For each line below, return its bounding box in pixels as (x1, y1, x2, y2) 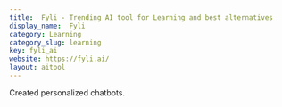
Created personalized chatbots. (9, 86, 125, 98)
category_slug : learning (9, 37, 102, 47)
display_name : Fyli (9, 21, 87, 30)
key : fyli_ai (9, 46, 58, 55)
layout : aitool (9, 63, 66, 72)
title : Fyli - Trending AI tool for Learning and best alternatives (9, 12, 274, 22)
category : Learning (9, 29, 82, 38)
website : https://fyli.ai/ (9, 54, 110, 63)
